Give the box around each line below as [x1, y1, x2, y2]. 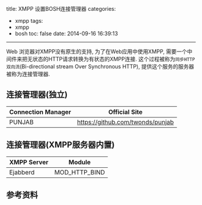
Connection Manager [9, 107, 72, 116]
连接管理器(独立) [6, 89, 68, 100]
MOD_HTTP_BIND [54, 168, 105, 176]
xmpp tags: [14, 17, 43, 24]
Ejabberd [9, 168, 35, 176]
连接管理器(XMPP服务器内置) [6, 140, 115, 150]
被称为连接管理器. [6, 71, 50, 77]
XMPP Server [9, 158, 49, 166]
